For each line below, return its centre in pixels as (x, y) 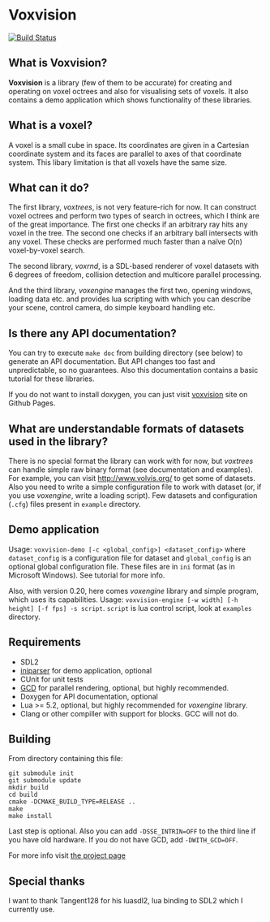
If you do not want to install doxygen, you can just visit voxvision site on (128, 395)
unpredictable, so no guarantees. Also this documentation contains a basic (133, 370)
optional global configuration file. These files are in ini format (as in (122, 566)
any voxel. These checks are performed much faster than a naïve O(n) (126, 242)
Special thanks (47, 881)
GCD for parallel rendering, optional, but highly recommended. (124, 687)
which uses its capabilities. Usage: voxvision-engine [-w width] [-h (123, 600)
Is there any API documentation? (92, 333)
